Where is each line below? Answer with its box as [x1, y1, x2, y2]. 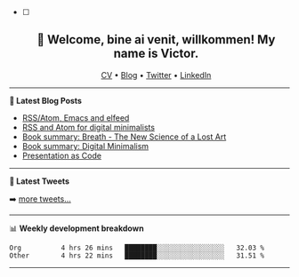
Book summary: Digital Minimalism [21, 140, 149, 151]
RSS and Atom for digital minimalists [21, 122, 156, 132]
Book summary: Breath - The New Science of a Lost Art [21, 131, 227, 142]
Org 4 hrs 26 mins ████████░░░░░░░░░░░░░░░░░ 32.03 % [9, 243, 265, 252]
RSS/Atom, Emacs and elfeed [21, 112, 130, 123]
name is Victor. [113, 46, 199, 61]
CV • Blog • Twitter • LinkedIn [101, 69, 212, 80]
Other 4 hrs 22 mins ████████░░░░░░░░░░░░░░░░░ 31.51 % [9, 251, 265, 260]
